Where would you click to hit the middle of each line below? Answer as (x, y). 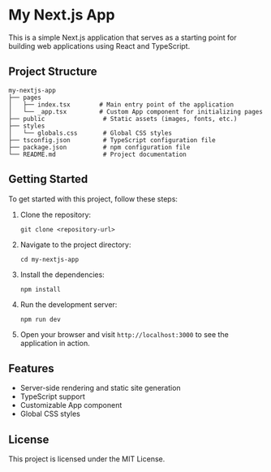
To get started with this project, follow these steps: (93, 199)
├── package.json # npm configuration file (99, 147)
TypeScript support (52, 396)
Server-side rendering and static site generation (100, 388)
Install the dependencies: (62, 275)
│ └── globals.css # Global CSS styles (90, 133)
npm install (40, 289)
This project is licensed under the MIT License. (87, 459)
